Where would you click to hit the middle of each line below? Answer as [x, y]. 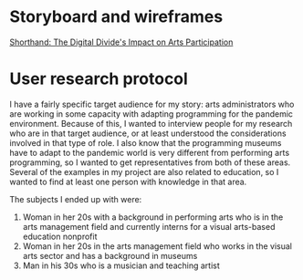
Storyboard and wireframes [116, 17]
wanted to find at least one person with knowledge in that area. [128, 181]
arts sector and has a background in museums [110, 255]
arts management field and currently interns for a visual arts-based [149, 226]
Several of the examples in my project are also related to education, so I [144, 171]
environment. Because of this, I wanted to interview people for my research [151, 123]
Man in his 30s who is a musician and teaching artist [121, 265]
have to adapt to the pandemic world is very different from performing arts [150, 152]
